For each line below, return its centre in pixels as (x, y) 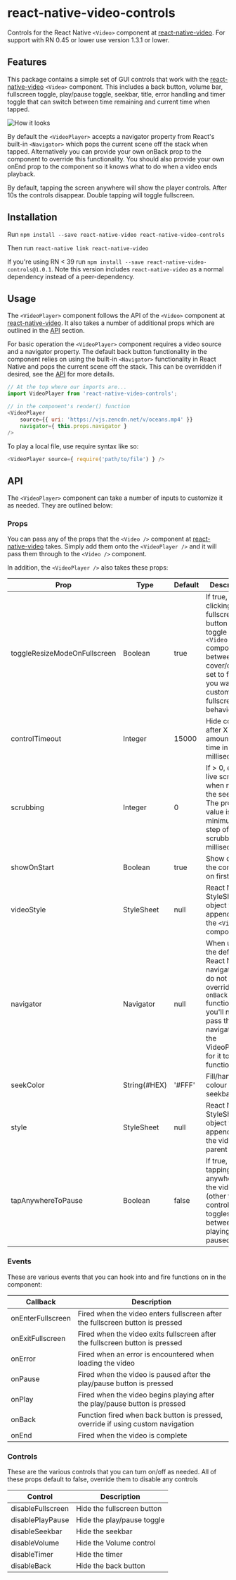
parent (217, 1149)
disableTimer (32, 1555)
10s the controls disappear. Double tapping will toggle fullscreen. (101, 195)
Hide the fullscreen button (119, 1509)
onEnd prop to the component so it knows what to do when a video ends (112, 166)
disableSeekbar (37, 1531)
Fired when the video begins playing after (146, 1395)
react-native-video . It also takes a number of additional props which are (111, 323)
